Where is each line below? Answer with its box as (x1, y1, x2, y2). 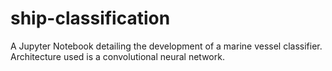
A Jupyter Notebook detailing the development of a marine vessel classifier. (10, 40, 323, 52)
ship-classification (10, 7, 171, 30)
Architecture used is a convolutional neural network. (10, 50, 225, 62)
